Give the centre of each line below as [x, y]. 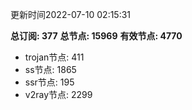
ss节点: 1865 [50, 69]
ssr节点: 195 [49, 82]
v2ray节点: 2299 [58, 94]
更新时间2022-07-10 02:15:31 [71, 14]
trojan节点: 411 [54, 57]
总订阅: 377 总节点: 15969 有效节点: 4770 [96, 36]
